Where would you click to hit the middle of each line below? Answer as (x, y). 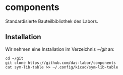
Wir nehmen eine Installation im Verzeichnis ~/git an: (60, 49)
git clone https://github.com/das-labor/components (60, 63)
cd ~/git (14, 58)
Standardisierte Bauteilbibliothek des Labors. (52, 21)
